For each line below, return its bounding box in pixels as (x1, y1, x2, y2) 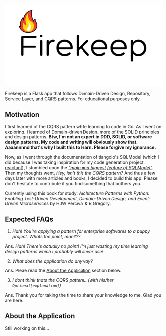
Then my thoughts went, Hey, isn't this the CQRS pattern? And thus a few (5, 170, 156, 176)
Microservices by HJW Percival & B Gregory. (19, 201, 111, 207)
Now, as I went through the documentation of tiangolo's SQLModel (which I (5, 154, 159, 160)
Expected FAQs (5, 215, 54, 223)
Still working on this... (5, 325, 49, 331)
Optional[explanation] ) (12, 282, 61, 288)
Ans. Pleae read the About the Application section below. (5, 268, 122, 273)
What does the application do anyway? (12, 258, 93, 264)
